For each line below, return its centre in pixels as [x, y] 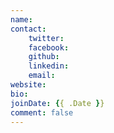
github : [44, 57]
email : [42, 76]
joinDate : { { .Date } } [57, 103]
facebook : [49, 47]
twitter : [46, 38]
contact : [28, 29]
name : [21, 19]
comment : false [42, 112]
